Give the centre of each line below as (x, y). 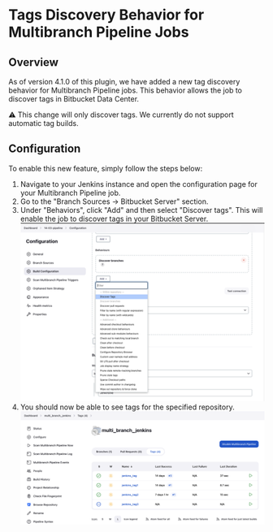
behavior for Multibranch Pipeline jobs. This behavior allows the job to (125, 90)
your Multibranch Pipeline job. (70, 192)
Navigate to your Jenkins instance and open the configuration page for (139, 184)
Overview (34, 62)
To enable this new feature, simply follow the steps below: (106, 168)
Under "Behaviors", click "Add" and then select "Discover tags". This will (141, 210)
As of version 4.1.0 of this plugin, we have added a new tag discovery (124, 82)
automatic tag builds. (43, 123)
